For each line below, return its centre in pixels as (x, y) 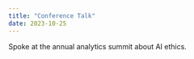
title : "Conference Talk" (52, 16)
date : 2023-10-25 (38, 23)
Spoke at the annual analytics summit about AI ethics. (98, 46)
